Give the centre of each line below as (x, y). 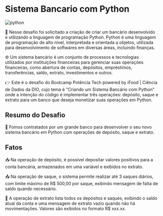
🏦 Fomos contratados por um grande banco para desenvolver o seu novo (78, 127)
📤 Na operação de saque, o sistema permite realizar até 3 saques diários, (79, 176)
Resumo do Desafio (35, 115)
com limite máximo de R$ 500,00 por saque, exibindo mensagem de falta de (81, 183)
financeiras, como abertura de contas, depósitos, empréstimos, (69, 67)
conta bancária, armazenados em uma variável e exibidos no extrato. (74, 167)
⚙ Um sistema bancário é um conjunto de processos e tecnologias (72, 57)
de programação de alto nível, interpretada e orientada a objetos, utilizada (79, 42)
